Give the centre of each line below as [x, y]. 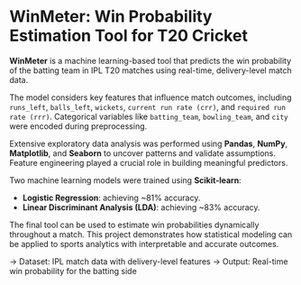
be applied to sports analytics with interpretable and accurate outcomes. [144, 244]
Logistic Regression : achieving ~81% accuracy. [111, 198]
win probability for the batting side [73, 271]
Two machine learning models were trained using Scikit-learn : [125, 180]
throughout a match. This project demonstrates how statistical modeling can [151, 234]
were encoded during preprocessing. [78, 126]
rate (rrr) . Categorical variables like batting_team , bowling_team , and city [149, 116]
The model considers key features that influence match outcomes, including [150, 97]
